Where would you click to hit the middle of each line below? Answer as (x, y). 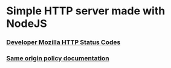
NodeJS (27, 24)
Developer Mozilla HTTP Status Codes (63, 42)
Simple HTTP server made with (86, 11)
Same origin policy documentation (58, 58)
